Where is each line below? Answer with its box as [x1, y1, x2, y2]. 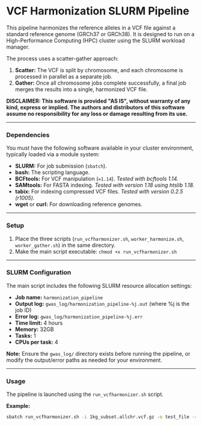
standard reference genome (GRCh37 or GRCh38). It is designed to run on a [6, 30, 195, 37]
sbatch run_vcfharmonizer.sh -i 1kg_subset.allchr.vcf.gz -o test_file [6, 414, 189, 420]
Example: [6, 403, 31, 410]
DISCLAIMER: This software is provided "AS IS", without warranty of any [6, 97, 191, 105]
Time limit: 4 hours [14, 319, 63, 326]
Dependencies [6, 130, 50, 139]
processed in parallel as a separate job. [14, 73, 113, 80]
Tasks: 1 [14, 332, 36, 339]
